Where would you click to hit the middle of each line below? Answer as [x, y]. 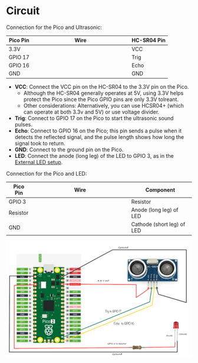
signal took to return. [40, 143]
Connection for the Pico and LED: [47, 173]
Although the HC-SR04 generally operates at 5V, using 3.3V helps [103, 93]
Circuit [23, 11]
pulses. [24, 124]
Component [160, 190]
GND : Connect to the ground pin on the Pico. [69, 150]
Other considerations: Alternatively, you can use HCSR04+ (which [104, 105]
